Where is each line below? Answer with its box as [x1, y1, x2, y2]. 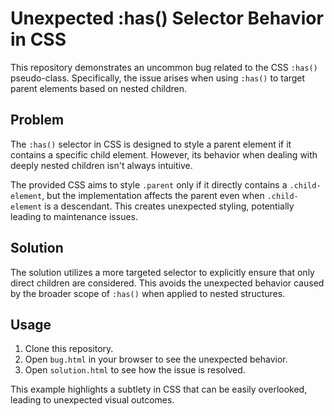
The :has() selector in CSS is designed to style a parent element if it [10, 138, 292, 150]
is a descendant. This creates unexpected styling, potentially [44, 200, 295, 212]
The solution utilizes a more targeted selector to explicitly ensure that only [10, 266, 315, 278]
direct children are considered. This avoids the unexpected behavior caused [10, 277, 325, 289]
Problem [10, 112, 65, 129]
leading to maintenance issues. [10, 210, 139, 222]
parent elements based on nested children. [10, 82, 188, 94]
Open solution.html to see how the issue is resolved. [24, 364, 246, 376]
